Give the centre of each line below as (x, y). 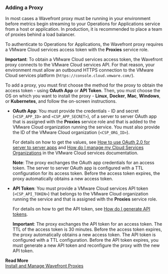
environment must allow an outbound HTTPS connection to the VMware (79, 70)
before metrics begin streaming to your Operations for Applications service (83, 24)
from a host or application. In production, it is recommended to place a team (84, 29)
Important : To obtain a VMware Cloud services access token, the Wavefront (84, 59)
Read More (17, 260)
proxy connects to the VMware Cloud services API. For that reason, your (80, 65)
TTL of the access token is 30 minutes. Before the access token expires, (87, 229)
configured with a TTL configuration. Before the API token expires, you (86, 240)
